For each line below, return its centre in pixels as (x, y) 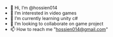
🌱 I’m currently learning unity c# (44, 18)
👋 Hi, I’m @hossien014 (34, 8)
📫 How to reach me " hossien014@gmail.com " (59, 29)
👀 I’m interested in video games (43, 13)
